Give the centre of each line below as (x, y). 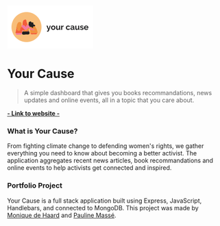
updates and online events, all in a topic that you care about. (109, 100)
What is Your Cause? (42, 131)
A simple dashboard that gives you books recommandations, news (118, 92)
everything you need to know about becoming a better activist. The (102, 153)
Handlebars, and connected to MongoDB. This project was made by (103, 208)
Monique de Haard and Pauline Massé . (62, 215)
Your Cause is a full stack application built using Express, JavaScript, (105, 201)
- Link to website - (34, 113)
